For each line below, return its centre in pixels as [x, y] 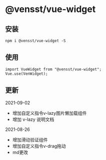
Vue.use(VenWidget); [27, 74]
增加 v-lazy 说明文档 [33, 119]
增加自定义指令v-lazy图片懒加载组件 [49, 113]
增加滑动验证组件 [30, 139]
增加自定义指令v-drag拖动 [39, 146]
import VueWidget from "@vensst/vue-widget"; [53, 69]
